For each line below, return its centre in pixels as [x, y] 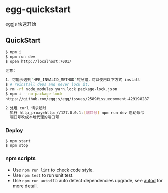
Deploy [14, 131]
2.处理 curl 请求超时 [26, 108]
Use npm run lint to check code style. [53, 170]
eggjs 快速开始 [21, 24]
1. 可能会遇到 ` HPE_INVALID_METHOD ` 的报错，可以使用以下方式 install [73, 80]
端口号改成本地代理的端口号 [35, 117]
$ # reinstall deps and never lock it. [48, 85]
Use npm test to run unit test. [43, 175]
